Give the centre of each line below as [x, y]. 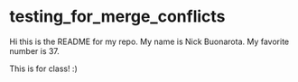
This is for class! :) [44, 68]
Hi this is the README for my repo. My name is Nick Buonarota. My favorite [149, 41]
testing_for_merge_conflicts [117, 17]
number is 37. [35, 50]
